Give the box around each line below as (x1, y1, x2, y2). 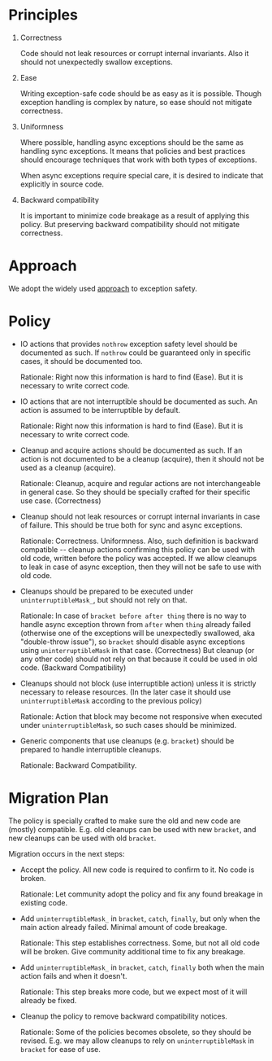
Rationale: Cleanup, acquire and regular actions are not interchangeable (19, 478, 261, 488)
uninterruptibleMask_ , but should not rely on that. (19, 594, 188, 604)
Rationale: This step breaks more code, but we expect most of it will (19, 987, 248, 997)
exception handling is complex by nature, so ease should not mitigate (19, 97, 253, 107)
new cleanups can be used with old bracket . (8, 833, 157, 843)
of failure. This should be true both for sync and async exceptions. (19, 520, 244, 530)
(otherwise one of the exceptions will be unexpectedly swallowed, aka (19, 628, 256, 638)
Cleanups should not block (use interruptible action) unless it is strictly (19, 678, 257, 688)
